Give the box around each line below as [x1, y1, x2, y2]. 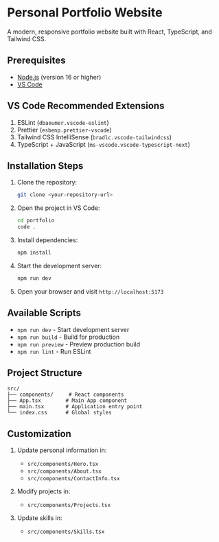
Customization [7, 427, 72, 440]
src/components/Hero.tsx [27, 461, 99, 468]
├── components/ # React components [7, 391, 125, 399]
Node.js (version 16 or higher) [16, 73, 102, 81]
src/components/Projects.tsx [27, 502, 111, 509]
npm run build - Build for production [16, 333, 120, 341]
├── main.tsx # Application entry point [7, 403, 143, 410]
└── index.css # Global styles [7, 410, 112, 416]
